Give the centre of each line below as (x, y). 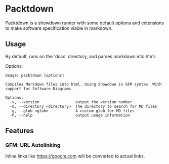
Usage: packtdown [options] (35, 75)
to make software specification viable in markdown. (59, 28)
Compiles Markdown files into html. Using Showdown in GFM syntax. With (83, 84)
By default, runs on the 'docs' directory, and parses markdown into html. (81, 56)
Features (19, 131)
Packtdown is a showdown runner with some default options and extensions (85, 23)
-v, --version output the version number (71, 102)
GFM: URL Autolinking (33, 145)
